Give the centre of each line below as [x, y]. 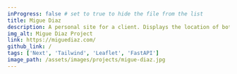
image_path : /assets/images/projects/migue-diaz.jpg [86, 60]
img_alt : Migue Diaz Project [50, 33]
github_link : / [30, 47]
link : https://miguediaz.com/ [52, 40]
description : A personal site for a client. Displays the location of [113, 27]
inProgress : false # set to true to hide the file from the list [105, 14]
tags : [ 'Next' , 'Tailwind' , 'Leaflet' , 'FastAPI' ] [83, 54]
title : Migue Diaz [34, 20]
